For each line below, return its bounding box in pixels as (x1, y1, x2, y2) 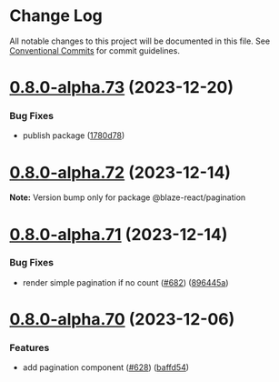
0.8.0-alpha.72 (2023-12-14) (9, 162, 232, 183)
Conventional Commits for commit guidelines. (9, 45, 180, 55)
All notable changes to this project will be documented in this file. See (9, 35, 271, 46)
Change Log (9, 5, 103, 26)
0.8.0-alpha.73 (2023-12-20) (9, 77, 234, 98)
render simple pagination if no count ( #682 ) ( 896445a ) (22, 276, 229, 287)
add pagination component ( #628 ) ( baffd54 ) (22, 362, 189, 373)
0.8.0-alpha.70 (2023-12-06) (9, 309, 235, 330)
